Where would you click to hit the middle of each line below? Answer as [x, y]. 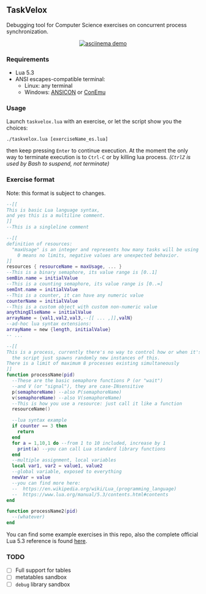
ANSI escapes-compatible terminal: [60, 79]
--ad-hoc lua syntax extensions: [49, 324]
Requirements [28, 59]
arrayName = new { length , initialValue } [59, 330]
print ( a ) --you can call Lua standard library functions [92, 449]
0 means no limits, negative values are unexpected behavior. [98, 255]
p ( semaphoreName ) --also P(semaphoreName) [67, 392]
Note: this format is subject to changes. [56, 193]
